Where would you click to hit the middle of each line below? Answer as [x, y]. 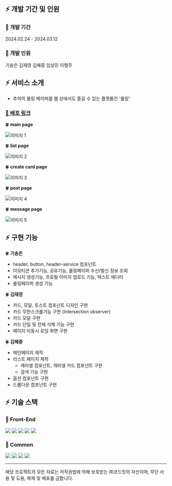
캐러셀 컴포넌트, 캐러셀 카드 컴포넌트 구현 [61, 365]
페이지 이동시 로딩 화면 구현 [40, 331]
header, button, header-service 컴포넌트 [55, 264]
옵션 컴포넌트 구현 [30, 378]
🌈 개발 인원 [18, 53]
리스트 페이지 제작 [30, 359]
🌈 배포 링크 [18, 113]
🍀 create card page [26, 167]
